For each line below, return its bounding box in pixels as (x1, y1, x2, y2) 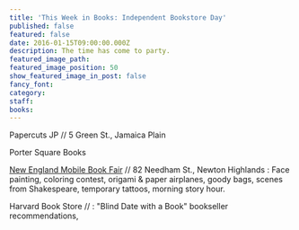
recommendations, (9, 210, 79, 221)
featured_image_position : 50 (9, 64, 119, 73)
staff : (9, 96, 34, 106)
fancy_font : (9, 80, 54, 89)
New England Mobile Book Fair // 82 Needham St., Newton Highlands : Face (9, 164, 290, 175)
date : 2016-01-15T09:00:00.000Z (9, 38, 130, 48)
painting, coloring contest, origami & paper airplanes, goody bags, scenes (9, 174, 283, 185)
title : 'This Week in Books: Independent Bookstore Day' (9, 13, 227, 22)
